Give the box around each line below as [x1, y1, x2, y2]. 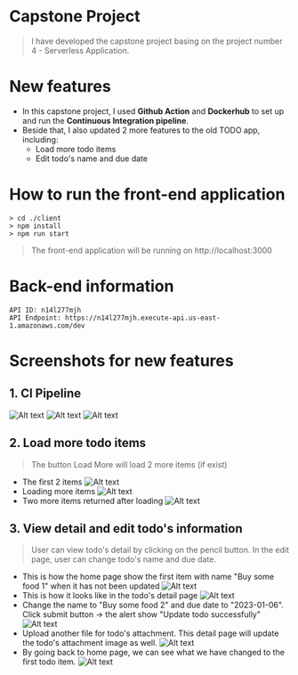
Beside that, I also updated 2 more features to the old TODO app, [21, 125, 261, 135]
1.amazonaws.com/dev [9, 321, 86, 330]
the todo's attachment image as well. [21, 638, 157, 648]
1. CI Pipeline [9, 386, 82, 402]
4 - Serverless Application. [30, 45, 130, 55]
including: [21, 134, 59, 144]
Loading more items [21, 485, 96, 496]
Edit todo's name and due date [35, 153, 149, 164]
